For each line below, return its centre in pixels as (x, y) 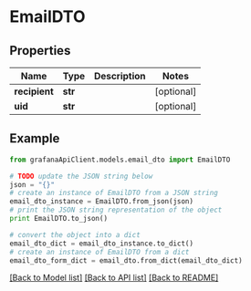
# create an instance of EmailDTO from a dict (99, 252)
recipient (34, 91)
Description (120, 76)
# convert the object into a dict (75, 234)
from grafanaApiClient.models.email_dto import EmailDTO (120, 160)
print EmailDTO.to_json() (58, 219)
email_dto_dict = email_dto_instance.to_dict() (102, 244)
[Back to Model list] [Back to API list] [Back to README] (114, 278)
